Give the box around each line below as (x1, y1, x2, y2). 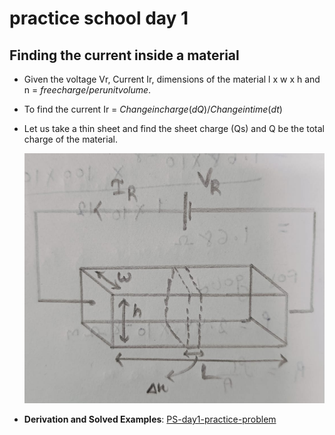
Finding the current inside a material (9, 47, 240, 64)
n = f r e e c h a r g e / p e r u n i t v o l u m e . (23, 84, 152, 96)
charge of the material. (23, 133, 118, 145)
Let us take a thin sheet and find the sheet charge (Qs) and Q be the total (23, 123, 325, 134)
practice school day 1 (9, 7, 189, 30)
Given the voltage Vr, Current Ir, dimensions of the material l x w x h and (23, 73, 321, 85)
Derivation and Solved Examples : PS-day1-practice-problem (23, 413, 277, 425)
